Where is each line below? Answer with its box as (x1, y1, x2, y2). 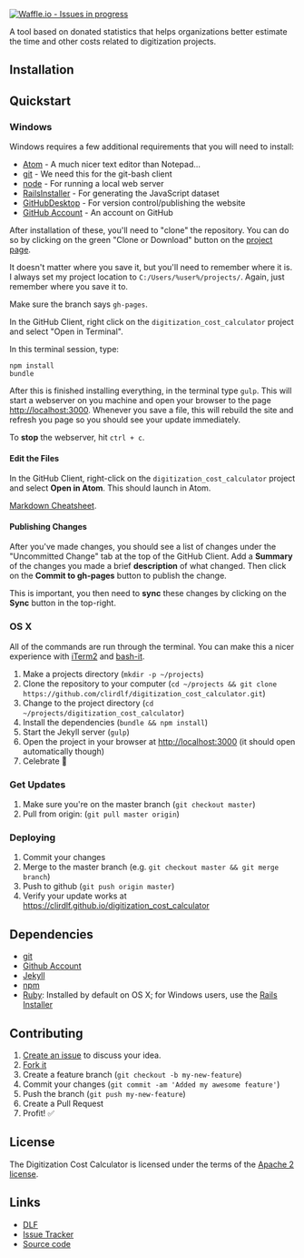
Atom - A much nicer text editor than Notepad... (22, 159, 201, 170)
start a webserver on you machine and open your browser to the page (9, 395, 272, 406)
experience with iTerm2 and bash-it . (9, 651, 145, 662)
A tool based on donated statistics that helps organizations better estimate (9, 26, 288, 36)
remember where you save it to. (9, 281, 129, 292)
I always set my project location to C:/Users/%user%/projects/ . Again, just (9, 271, 285, 282)
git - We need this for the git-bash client (22, 168, 172, 179)
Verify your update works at (22, 890, 127, 901)
